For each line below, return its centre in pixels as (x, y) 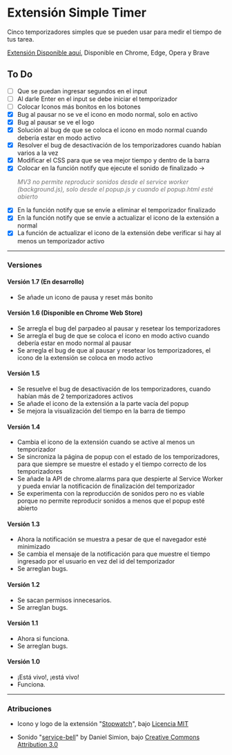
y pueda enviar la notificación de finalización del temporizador (106, 486)
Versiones (25, 265)
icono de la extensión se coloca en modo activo (85, 357)
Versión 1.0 (23, 662)
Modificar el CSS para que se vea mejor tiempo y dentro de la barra (113, 160)
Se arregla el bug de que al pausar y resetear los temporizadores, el (114, 350)
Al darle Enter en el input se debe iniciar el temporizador (97, 99)
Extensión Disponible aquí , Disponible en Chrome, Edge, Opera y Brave (108, 53)
